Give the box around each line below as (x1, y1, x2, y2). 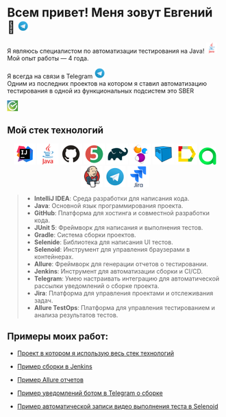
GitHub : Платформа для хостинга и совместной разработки (34, 208, 210, 217)
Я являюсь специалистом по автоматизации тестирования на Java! (7, 47, 205, 55)
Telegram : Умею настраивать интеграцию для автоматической (34, 274, 220, 283)
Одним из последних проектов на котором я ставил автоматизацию (7, 79, 208, 87)
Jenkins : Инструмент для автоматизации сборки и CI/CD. (34, 267, 203, 275)
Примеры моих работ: (7, 331, 108, 342)
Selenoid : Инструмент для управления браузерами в (34, 245, 190, 253)
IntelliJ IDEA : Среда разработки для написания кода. (34, 194, 190, 202)
